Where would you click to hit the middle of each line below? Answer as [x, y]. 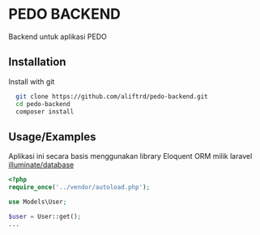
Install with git [32, 81]
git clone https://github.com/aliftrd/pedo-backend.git [112, 96]
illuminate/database [41, 165]
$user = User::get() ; [45, 216]
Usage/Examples [52, 137]
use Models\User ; [38, 202]
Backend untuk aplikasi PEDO [58, 36]
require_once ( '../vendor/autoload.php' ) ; [79, 187]
